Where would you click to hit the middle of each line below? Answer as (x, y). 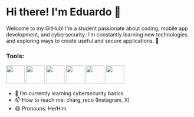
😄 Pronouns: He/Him (40, 109)
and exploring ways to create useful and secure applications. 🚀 (83, 41)
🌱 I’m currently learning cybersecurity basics (69, 93)
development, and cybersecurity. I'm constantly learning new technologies (97, 34)
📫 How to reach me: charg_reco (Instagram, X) (72, 100)
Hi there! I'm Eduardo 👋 (64, 12)
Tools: (15, 56)
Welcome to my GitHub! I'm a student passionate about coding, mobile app (97, 28)
